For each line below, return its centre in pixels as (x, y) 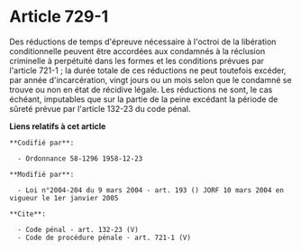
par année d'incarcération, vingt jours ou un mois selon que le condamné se (150, 79)
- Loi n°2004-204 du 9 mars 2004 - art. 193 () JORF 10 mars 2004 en (150, 190)
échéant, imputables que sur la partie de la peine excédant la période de (144, 99)
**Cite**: (28, 214)
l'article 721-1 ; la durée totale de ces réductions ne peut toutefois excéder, (148, 70)
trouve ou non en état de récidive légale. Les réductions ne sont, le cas (141, 89)
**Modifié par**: (42, 174)
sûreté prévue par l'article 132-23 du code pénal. (100, 108)
